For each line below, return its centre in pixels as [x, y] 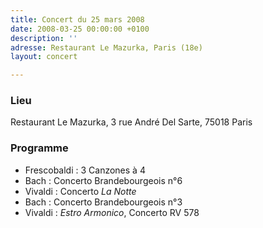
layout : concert [44, 57]
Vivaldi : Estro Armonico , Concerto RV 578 [112, 212]
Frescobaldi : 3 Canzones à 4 [85, 170]
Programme [39, 148]
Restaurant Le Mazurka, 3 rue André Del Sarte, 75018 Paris [131, 122]
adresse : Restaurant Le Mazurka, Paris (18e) [106, 47]
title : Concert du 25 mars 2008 [77, 19]
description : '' [44, 38]
